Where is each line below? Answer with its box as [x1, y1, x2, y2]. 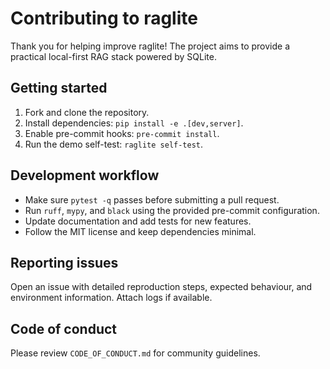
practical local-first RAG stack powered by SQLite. [10, 50, 217, 62]
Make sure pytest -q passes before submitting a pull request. [24, 193, 280, 206]
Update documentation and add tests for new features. [24, 215, 252, 227]
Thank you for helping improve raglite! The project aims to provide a [10, 40, 291, 52]
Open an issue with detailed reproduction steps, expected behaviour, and [10, 281, 313, 293]
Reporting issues [10, 254, 119, 271]
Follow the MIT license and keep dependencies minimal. [24, 225, 257, 237]
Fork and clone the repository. [24, 106, 150, 118]
